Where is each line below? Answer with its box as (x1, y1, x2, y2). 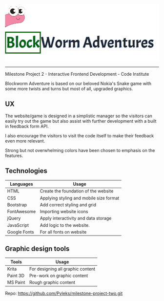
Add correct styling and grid (40, 202, 97, 208)
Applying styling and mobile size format (40, 195, 120, 201)
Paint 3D (7, 273, 24, 279)
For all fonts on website (40, 229, 87, 235)
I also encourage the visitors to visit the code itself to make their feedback (5, 132, 154, 138)
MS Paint (7, 279, 25, 285)
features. (5, 152, 23, 158)
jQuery (7, 215, 21, 221)
